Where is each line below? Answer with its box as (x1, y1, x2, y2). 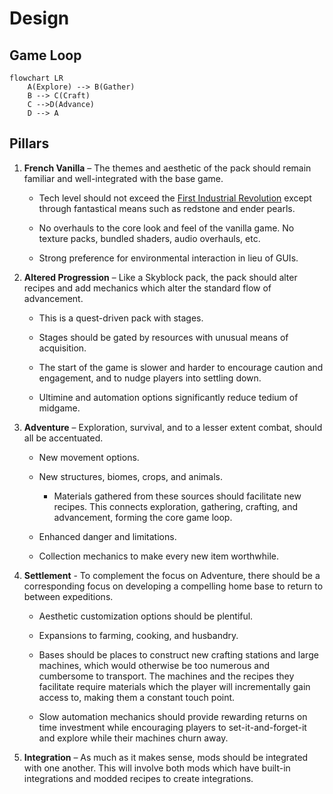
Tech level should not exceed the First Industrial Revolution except (38, 192, 312, 204)
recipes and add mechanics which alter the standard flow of (23, 282, 272, 294)
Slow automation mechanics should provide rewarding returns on (38, 710, 308, 722)
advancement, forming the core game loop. (53, 511, 233, 523)
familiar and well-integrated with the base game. (23, 172, 224, 184)
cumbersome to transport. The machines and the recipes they (38, 670, 295, 682)
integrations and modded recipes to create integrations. (23, 772, 254, 784)
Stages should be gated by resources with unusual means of (38, 331, 289, 343)
